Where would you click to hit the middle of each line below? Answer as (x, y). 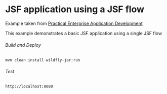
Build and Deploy (23, 45)
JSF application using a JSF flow (75, 9)
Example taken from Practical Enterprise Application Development (74, 23)
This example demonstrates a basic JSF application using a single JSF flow (84, 33)
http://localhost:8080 (29, 87)
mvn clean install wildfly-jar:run (43, 60)
